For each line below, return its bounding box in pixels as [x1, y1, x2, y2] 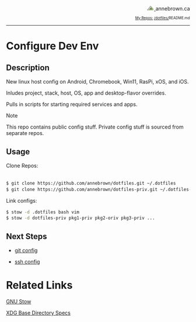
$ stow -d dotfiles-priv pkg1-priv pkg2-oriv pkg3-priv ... [6, 215, 156, 221]
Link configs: [6, 197, 37, 204]
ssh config [14, 258, 40, 265]
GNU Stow [6, 298, 32, 305]
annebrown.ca [155, 5, 190, 12]
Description [6, 63, 50, 72]
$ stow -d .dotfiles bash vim [6, 209, 80, 215]
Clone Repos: [6, 162, 38, 169]
